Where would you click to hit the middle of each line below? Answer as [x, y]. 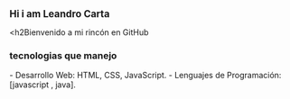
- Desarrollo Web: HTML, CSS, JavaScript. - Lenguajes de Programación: [145, 76]
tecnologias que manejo [63, 55]
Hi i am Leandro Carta [60, 13]
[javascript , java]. [43, 85]
